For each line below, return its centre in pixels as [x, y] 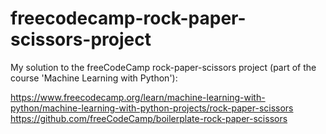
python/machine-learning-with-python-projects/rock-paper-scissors [152, 108]
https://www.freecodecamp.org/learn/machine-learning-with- [138, 97]
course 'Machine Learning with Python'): [94, 78]
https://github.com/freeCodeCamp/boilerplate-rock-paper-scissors [149, 118]
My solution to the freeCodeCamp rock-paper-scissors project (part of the [163, 67]
